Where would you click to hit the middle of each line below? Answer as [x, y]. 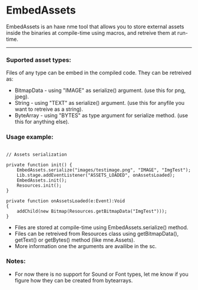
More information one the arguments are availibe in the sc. [86, 246]
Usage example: [30, 137]
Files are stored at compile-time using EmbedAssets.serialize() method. [101, 227]
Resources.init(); [39, 185]
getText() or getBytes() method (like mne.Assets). [75, 240]
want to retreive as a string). [49, 109]
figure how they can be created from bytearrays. [74, 280]
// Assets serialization [37, 154]
